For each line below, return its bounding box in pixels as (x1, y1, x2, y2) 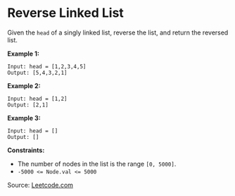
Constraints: (7, 146, 45, 154)
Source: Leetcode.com (7, 180, 74, 189)
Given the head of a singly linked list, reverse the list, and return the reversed (7, 28, 229, 37)
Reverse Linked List (7, 5, 125, 21)
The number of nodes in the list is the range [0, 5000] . (17, 159, 177, 168)
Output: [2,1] (7, 101, 49, 109)
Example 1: (7, 49, 40, 58)
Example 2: (7, 81, 41, 90)
